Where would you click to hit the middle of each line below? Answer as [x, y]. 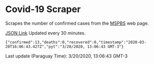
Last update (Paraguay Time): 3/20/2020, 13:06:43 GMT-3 [67, 56]
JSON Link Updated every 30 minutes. [45, 33]
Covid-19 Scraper [43, 9]
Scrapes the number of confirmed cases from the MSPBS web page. [77, 23]
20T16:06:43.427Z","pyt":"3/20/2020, [45, 46]
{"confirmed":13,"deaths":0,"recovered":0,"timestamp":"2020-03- [76, 42]
